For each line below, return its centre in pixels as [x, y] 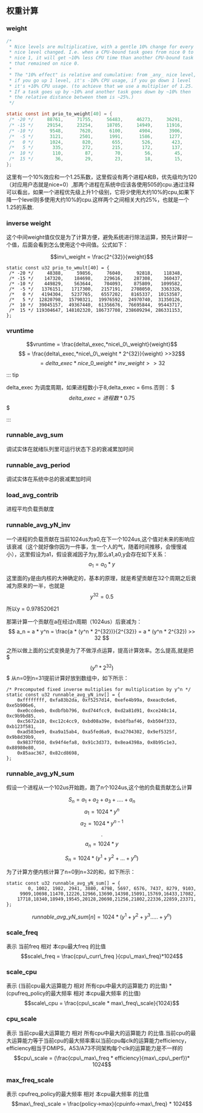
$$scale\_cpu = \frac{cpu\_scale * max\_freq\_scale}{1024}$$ [102, 1003]
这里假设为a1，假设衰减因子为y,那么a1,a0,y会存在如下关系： [94, 554]
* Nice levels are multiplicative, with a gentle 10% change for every [101, 47]
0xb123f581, [21, 726]
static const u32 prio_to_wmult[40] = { [58, 268]
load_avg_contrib [32, 495]
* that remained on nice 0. [44, 64]
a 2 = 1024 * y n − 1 [102, 824]
